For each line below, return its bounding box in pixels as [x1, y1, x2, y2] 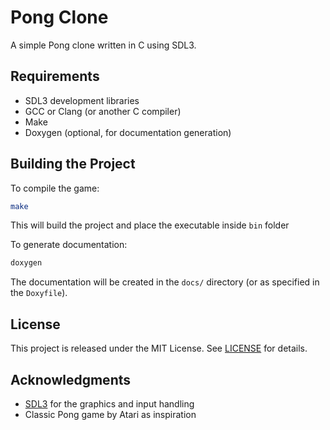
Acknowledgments [10, 371, 132, 388]
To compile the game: [10, 182, 100, 194]
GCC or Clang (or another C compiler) [24, 105, 182, 117]
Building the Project [10, 156, 136, 173]
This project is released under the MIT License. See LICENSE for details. [10, 342, 308, 355]
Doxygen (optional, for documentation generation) [24, 126, 232, 138]
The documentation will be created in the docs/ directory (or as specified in [10, 276, 320, 288]
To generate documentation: [10, 239, 128, 251]
